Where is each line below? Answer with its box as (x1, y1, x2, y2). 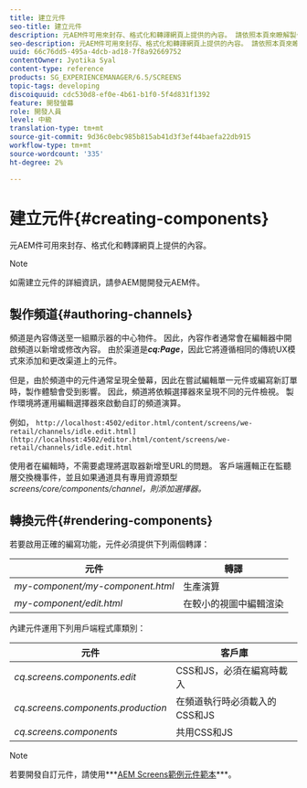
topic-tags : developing (9, 81, 101, 91)
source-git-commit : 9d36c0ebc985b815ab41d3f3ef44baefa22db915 (9, 133, 251, 142)
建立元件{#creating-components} (9, 208, 270, 229)
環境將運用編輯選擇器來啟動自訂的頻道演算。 (16, 398, 185, 409)
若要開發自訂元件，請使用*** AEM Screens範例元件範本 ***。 (9, 769, 237, 780)
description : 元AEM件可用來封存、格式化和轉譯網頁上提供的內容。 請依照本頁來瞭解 (9, 30, 291, 39)
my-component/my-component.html (14, 580, 175, 592)
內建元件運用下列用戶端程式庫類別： (9, 623, 146, 634)
